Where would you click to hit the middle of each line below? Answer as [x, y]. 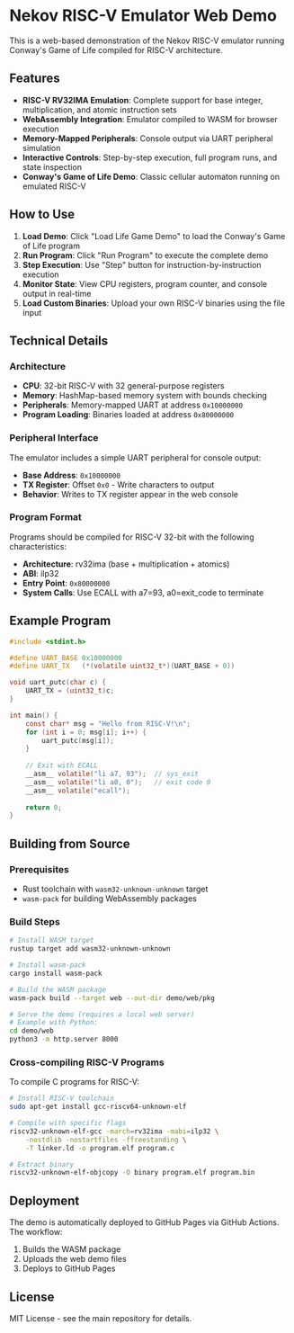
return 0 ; [44, 807]
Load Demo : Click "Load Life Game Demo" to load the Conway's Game [154, 236]
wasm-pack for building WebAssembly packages [110, 898]
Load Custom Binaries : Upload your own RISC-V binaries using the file [154, 303]
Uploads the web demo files [75, 1259]
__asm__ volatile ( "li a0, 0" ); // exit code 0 [118, 782]
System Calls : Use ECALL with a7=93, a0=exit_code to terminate [143, 592]
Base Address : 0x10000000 [71, 475]
